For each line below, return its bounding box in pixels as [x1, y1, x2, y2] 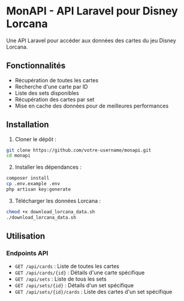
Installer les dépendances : [14, 163, 82, 171]
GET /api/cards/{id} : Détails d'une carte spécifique [14, 269, 145, 276]
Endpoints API [6, 249, 49, 257]
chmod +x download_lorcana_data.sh [6, 208, 95, 214]
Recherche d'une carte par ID [14, 83, 88, 90]
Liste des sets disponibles [14, 89, 79, 97]
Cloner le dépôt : [14, 135, 57, 142]
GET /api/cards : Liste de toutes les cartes [14, 263, 120, 270]
